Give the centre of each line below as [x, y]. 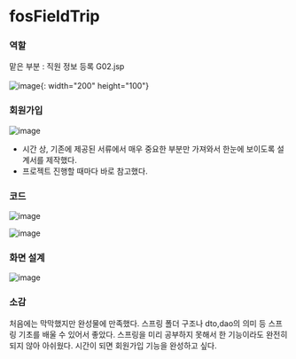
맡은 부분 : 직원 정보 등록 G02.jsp [67, 66]
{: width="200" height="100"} [95, 86]
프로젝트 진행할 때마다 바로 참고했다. [85, 171]
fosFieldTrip [55, 16]
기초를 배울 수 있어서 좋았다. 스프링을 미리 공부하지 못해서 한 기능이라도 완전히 [153, 334]
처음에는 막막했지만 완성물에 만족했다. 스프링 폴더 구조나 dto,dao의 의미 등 [138, 323]
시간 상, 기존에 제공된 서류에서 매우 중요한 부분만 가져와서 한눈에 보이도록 [148, 149]
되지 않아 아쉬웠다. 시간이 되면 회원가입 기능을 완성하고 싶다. [113, 345]
